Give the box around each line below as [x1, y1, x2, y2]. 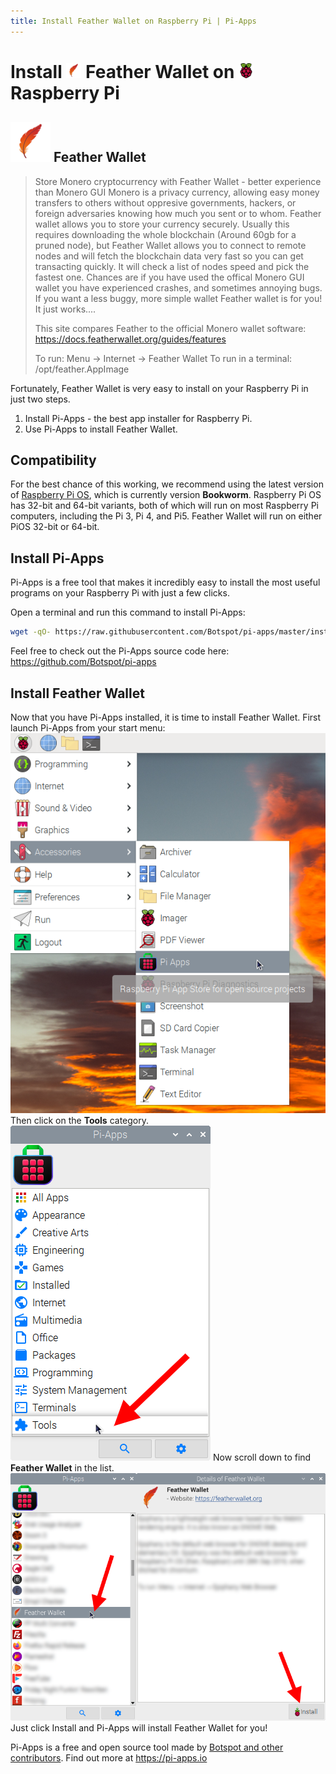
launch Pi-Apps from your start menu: [10, 721, 166, 734]
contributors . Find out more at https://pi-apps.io [10, 1751, 208, 1764]
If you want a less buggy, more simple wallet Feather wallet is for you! [34, 292, 323, 304]
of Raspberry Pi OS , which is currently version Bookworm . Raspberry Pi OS [10, 489, 322, 501]
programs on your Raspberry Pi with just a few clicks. [10, 587, 230, 599]
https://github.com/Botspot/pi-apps [10, 656, 157, 668]
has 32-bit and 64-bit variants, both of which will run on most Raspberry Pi [10, 500, 319, 512]
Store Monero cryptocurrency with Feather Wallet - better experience [34, 175, 322, 187]
